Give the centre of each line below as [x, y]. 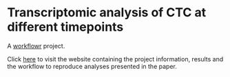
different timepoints [65, 27]
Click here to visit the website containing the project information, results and [115, 59]
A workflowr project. [36, 46]
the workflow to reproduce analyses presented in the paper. [92, 66]
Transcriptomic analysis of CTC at [107, 13]
